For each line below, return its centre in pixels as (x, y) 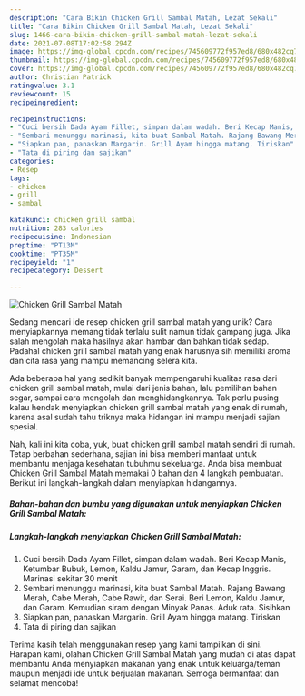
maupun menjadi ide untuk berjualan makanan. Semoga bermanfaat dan (144, 673)
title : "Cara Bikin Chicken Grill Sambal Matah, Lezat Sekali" (132, 26)
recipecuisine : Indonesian (60, 237)
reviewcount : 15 (40, 94)
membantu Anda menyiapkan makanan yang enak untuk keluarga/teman (145, 664)
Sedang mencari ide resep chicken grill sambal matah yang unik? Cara (141, 322)
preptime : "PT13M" (44, 245)
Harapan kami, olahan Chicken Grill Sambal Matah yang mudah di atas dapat (153, 654)
